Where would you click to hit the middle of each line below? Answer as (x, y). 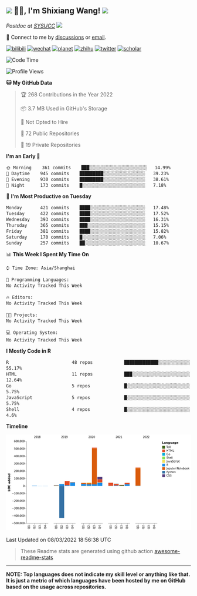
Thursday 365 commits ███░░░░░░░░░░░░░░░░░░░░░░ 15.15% (87, 225)
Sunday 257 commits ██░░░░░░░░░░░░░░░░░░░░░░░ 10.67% (87, 243)
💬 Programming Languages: (38, 280)
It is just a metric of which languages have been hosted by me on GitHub (96, 580)
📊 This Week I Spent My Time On (47, 254)
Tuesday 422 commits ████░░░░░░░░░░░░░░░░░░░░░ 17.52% (87, 213)
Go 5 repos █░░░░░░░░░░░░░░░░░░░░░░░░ (98, 386)
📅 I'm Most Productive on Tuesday (49, 196)
